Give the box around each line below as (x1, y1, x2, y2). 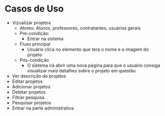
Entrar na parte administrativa (12, 105, 74, 111)
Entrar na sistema (27, 36, 64, 42)
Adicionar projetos (12, 83, 51, 89)
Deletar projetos (12, 89, 46, 95)
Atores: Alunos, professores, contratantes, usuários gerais (19, 25, 141, 31)
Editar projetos (12, 78, 43, 84)
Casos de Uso (5, 3, 64, 15)
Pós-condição (19, 57, 49, 63)
